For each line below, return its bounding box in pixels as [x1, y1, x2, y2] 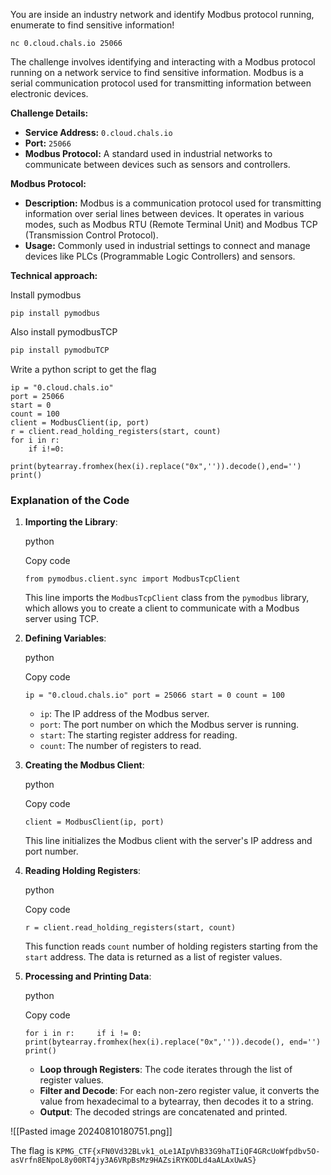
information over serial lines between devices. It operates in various [24, 208, 305, 219]
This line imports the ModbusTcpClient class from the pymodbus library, [24, 592, 310, 604]
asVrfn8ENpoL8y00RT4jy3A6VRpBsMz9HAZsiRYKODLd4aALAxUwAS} [10, 1155, 257, 1166]
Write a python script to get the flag [10, 363, 157, 375]
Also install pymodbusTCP [10, 326, 118, 338]
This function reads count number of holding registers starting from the [24, 940, 318, 953]
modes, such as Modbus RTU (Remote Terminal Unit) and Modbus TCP [24, 219, 318, 230]
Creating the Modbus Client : [24, 759, 145, 771]
